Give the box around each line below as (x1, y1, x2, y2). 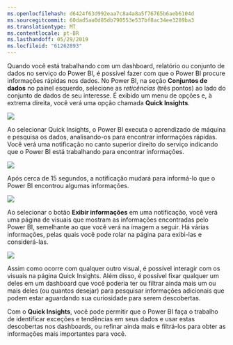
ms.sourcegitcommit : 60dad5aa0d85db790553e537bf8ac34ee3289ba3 (7, 17, 195, 24)
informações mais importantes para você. (7, 330, 127, 338)
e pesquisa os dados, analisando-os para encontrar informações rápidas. (7, 133, 218, 141)
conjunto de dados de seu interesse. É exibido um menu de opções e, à (7, 91, 212, 100)
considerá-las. (7, 238, 49, 246)
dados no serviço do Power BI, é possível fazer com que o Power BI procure (7, 69, 226, 77)
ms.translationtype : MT (7, 23, 77, 30)
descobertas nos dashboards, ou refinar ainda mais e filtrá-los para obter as (7, 322, 226, 330)
